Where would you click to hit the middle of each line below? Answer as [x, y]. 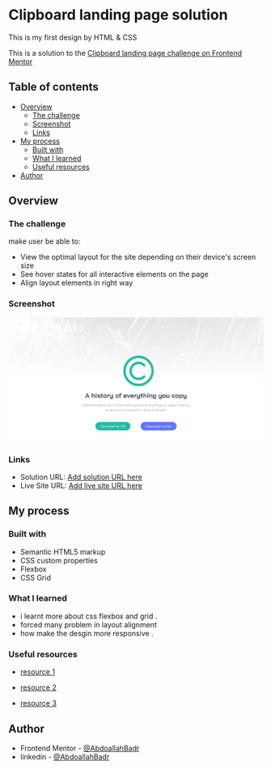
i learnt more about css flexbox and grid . [89, 616]
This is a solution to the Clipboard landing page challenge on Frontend [125, 53]
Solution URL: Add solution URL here [81, 477]
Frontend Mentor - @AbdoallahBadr [80, 748]
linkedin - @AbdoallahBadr [65, 756]
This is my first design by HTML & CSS [73, 37]
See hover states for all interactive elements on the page [114, 274]
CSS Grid [35, 577]
